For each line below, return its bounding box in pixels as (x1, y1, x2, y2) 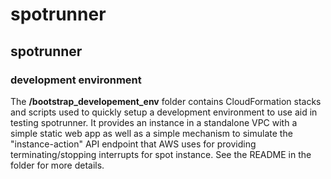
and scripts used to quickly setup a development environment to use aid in (10, 106, 318, 118)
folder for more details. (10, 159, 105, 171)
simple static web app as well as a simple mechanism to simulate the (10, 127, 293, 139)
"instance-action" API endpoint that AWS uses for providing (10, 138, 257, 150)
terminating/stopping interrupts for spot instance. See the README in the (10, 148, 312, 160)
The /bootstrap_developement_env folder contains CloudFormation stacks (10, 95, 322, 107)
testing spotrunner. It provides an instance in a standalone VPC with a (10, 116, 298, 128)
